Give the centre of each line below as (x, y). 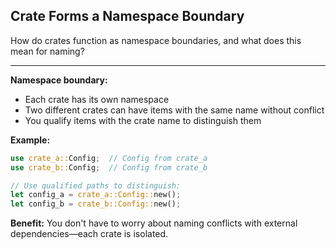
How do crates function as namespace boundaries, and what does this (156, 40)
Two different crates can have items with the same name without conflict (174, 110)
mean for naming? (47, 51)
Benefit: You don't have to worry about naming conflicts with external (154, 223)
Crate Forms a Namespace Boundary (127, 16)
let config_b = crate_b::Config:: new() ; (96, 204)
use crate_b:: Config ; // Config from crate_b (109, 167)
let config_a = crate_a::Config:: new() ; (96, 195)
